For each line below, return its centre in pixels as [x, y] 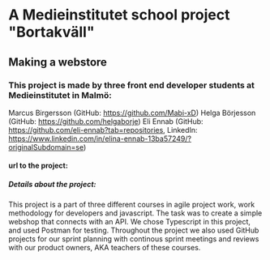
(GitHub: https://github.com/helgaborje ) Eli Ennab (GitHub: [106, 121]
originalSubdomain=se [46, 147]
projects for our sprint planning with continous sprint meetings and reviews [134, 239]
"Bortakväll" [51, 32]
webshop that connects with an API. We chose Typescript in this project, [130, 222]
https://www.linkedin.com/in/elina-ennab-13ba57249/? [100, 139]
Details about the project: [52, 185]
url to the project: [39, 166]
